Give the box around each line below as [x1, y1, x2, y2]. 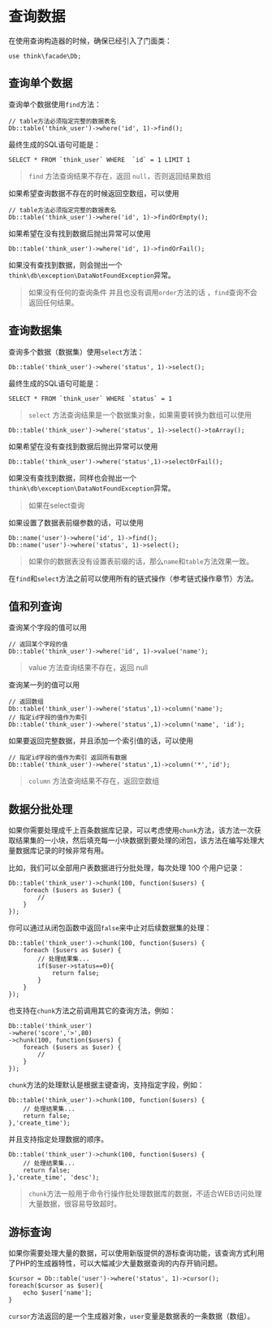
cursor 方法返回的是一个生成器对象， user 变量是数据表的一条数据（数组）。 [8, 1311, 255, 1321]
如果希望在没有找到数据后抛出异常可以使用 [8, 229, 151, 238]
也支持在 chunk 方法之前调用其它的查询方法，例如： [8, 1006, 176, 1016]
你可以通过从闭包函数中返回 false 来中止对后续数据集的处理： [8, 923, 212, 933]
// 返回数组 [8, 698, 45, 706]
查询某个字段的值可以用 [8, 623, 87, 633]
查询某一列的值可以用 [8, 680, 80, 690]
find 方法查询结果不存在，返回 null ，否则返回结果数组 [28, 171, 211, 181]
